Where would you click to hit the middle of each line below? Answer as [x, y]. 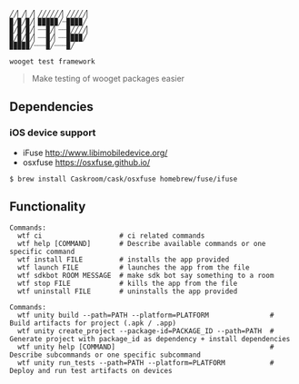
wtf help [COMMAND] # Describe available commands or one [142, 243]
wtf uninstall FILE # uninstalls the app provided [128, 291]
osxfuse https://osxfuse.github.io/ [86, 162]
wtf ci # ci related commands [111, 236]
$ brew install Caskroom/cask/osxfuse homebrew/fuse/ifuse [124, 179]
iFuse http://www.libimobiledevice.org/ [95, 153]
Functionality [48, 207]
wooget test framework [52, 62]
